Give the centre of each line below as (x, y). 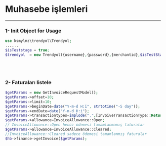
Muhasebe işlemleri (46, 9)
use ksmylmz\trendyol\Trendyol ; (38, 41)
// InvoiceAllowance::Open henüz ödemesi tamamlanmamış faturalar (75, 125)
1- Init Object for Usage (33, 31)
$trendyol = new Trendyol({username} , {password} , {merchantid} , (73, 55)
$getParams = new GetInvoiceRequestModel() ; (52, 93)
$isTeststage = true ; (27, 50)
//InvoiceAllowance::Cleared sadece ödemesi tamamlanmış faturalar (76, 134)
